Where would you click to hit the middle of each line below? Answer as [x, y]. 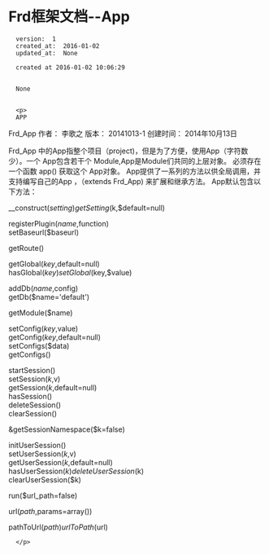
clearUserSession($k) [45, 479]
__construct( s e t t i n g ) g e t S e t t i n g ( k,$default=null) [87, 208]
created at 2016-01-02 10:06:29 [71, 67]
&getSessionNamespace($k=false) [67, 429]
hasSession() [30, 396]
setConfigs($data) [39, 345]
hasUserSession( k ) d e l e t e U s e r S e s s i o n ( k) [76, 471]
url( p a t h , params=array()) [50, 511]
